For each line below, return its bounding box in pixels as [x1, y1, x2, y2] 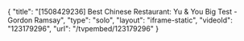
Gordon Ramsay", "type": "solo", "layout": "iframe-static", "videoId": [7, 15, 233, 25]
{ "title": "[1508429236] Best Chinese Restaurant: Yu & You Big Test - [7, 7, 238, 16]
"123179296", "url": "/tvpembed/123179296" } [7, 24, 159, 33]
